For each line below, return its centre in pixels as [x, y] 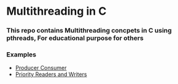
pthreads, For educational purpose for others [75, 38]
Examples [21, 55]
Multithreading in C [56, 11]
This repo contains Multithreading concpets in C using [89, 31]
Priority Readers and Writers [51, 74]
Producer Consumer [41, 68]
